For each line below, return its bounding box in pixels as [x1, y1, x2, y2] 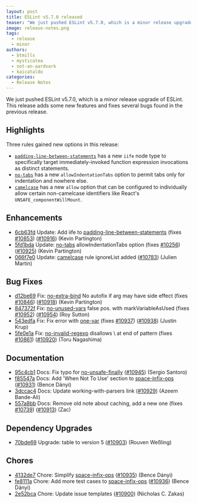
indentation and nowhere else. [14, 177, 88, 184]
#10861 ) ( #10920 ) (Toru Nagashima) [14, 336, 102, 343]
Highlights [6, 125, 45, 135]
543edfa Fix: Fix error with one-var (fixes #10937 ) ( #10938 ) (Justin [14, 317, 177, 324]
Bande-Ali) [14, 394, 41, 401]
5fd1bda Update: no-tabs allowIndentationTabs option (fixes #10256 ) [14, 241, 181, 248]
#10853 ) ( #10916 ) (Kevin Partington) [14, 234, 103, 242]
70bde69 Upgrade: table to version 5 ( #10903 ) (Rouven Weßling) [14, 439, 172, 446]
